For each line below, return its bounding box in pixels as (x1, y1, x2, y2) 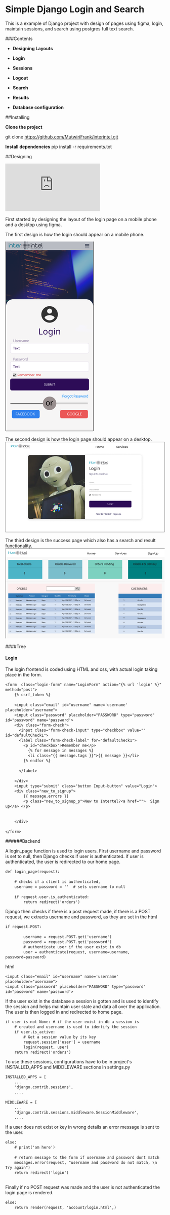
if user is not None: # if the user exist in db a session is (5, 1019, 139, 1024)
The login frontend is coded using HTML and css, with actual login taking (5, 666, 158, 672)
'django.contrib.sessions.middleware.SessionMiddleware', (14, 1110, 139, 1115)
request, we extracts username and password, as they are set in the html (5, 914, 157, 920)
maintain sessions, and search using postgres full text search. (5, 25, 134, 31)
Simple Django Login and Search (5, 4, 145, 15)
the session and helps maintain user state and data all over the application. (5, 1003, 161, 1010)
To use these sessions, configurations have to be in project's (5, 1058, 132, 1064)
